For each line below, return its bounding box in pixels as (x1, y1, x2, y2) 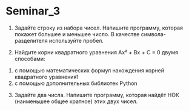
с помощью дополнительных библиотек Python (14, 80, 138, 87)
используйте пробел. (48, 37, 104, 44)
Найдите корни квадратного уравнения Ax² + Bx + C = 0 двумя (14, 48, 178, 55)
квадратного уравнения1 (14, 73, 79, 80)
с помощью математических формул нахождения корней (14, 66, 165, 74)
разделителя (14, 37, 48, 44)
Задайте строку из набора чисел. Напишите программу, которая (14, 24, 183, 31)
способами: (14, 55, 46, 62)
